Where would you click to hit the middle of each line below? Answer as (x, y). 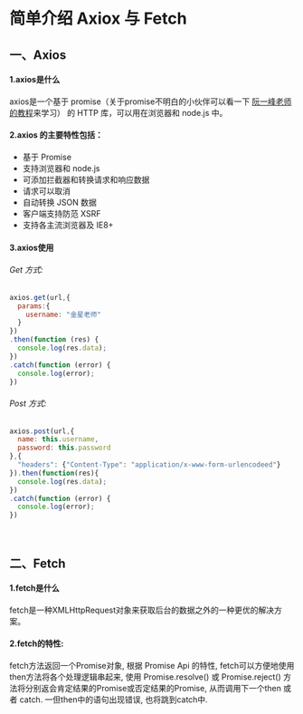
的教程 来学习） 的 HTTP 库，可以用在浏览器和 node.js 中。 (118, 112)
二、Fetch (38, 563)
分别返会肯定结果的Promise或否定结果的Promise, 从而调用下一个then (153, 689)
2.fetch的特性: (37, 643)
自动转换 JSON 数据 (59, 202)
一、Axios (38, 55)
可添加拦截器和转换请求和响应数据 (86, 179)
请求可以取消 (46, 190)
